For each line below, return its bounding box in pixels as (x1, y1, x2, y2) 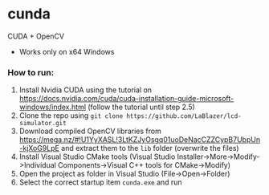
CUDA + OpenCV (7, 31, 65, 41)
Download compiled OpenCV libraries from (18, 126, 161, 136)
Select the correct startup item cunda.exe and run (18, 177, 182, 187)
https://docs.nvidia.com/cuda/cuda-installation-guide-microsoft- (18, 94, 234, 104)
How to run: (7, 67, 55, 78)
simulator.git (18, 120, 67, 128)
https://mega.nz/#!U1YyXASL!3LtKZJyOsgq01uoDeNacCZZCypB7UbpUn (18, 135, 261, 144)
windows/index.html (18, 102, 86, 112)
